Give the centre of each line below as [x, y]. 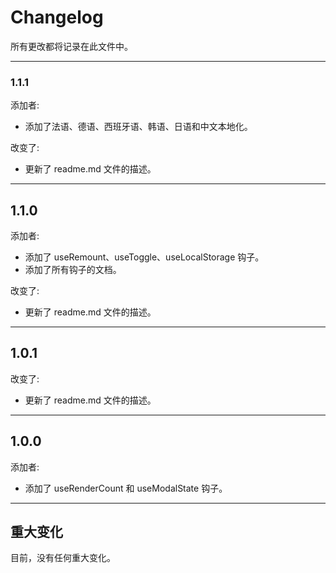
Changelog [57, 17]
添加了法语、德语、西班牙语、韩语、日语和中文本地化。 [138, 127]
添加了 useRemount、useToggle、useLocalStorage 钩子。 [144, 257]
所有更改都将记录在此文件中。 [71, 46]
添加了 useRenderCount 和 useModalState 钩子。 [126, 488]
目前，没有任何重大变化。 [63, 558]
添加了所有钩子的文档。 [73, 270]
